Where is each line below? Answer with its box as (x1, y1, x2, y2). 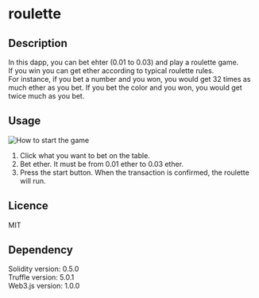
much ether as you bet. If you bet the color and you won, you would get (8, 83, 242, 92)
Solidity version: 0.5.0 (8, 264, 79, 274)
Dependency (8, 243, 73, 257)
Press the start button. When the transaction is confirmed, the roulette (19, 168, 250, 177)
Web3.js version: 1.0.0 (8, 281, 80, 291)
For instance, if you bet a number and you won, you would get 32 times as (8, 75, 251, 83)
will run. (19, 176, 46, 185)
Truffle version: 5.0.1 (8, 273, 75, 282)
